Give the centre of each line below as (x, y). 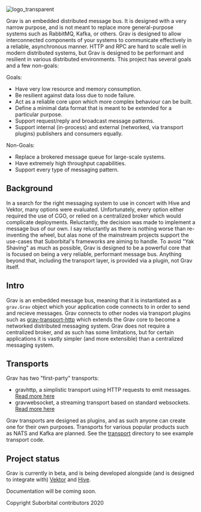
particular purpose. (39, 114)
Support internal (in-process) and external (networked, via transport (99, 127)
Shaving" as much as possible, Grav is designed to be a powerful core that (98, 248)
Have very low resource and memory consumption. (78, 89)
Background (29, 188)
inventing (18, 235)
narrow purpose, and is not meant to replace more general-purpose (90, 27)
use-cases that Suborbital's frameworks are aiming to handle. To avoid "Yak (100, 241)
